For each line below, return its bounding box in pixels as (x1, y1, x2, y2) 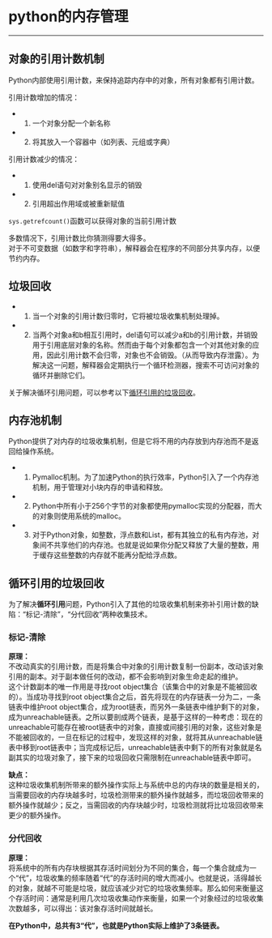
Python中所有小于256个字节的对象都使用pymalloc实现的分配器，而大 (32, 501, 263, 511)
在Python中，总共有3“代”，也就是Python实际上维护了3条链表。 (8, 920, 224, 930)
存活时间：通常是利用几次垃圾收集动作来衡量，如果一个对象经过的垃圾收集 (15, 893, 264, 903)
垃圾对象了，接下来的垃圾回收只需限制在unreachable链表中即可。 (36, 753, 257, 762)
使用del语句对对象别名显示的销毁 (32, 180, 142, 190)
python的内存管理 (8, 7, 129, 26)
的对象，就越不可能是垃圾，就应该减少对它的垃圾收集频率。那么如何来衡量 (8, 883, 257, 893)
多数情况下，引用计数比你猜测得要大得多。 (8, 232, 151, 243)
